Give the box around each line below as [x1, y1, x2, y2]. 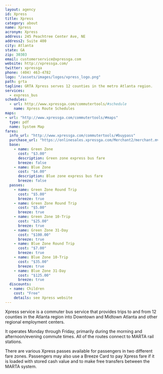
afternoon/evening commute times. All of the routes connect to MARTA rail [5, 333, 154, 339]
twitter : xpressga [5, 66, 42, 71]
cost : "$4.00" [17, 169, 47, 174]
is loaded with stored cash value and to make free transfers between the [5, 358, 150, 364]
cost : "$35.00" [17, 259, 49, 264]
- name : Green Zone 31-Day [14, 228, 68, 233]
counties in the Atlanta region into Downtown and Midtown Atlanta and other [5, 313, 158, 320]
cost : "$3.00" [17, 151, 47, 156]
